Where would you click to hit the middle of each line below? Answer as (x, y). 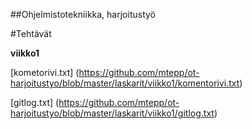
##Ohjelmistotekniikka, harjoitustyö (83, 14)
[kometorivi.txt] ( (45, 72)
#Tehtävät (31, 33)
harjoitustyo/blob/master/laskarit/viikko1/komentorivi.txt (125, 83)
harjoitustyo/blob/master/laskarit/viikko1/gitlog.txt (112, 113)
